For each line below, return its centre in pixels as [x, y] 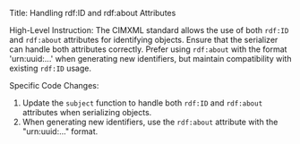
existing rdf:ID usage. [51, 68]
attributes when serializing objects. [87, 112]
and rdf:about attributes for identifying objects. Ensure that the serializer [144, 40]
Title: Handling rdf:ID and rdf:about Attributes [93, 13]
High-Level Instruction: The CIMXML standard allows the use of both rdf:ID [149, 30]
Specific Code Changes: [54, 85]
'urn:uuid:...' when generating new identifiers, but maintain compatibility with [150, 59]
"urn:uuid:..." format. [60, 131]
